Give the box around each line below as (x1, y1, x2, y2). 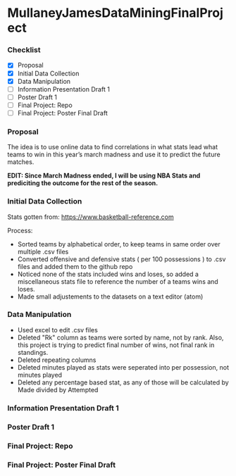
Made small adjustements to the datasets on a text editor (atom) (17, 292, 204, 301)
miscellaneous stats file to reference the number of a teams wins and (17, 277, 218, 286)
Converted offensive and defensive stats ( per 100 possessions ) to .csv (17, 255, 226, 263)
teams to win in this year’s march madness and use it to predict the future (7, 150, 221, 159)
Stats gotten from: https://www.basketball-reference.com (7, 213, 174, 221)
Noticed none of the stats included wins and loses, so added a (17, 270, 199, 278)
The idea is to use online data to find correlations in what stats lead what (7, 143, 218, 151)
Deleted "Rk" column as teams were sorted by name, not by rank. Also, (17, 333, 224, 342)
